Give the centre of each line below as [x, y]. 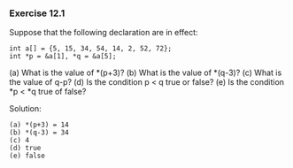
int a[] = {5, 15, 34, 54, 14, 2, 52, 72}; [91, 49]
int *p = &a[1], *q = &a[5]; [63, 57]
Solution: [25, 109]
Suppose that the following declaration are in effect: [104, 33]
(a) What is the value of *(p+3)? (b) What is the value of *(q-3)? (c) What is [146, 73]
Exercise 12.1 [37, 13]
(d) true [25, 149]
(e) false [27, 156]
